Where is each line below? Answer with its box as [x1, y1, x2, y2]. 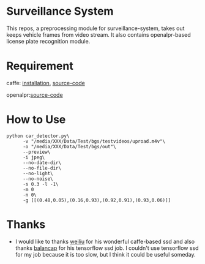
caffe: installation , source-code [6, 79, 86, 86]
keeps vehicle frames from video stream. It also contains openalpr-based [6, 31, 191, 38]
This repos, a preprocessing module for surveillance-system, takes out [6, 25, 185, 32]
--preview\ [22, 149, 51, 155]
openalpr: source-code [6, 91, 63, 99]
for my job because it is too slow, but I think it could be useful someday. [15, 251, 196, 258]
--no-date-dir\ [22, 159, 62, 166]
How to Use [6, 113, 66, 127]
